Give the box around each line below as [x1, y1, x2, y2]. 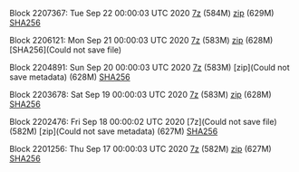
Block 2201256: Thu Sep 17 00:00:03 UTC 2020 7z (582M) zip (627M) [9, 144, 272, 154]
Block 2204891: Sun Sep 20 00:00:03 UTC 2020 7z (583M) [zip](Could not [9, 62, 290, 72]
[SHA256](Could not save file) [9, 44, 122, 55]
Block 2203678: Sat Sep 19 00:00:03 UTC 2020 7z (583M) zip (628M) [9, 90, 272, 100]
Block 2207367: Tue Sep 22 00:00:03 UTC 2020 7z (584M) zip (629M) [9, 8, 275, 18]
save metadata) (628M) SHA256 [9, 72, 130, 82]
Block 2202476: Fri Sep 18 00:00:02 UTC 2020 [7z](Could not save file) [9, 117, 278, 127]
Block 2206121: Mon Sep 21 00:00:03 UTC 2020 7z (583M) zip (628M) [9, 35, 274, 45]
